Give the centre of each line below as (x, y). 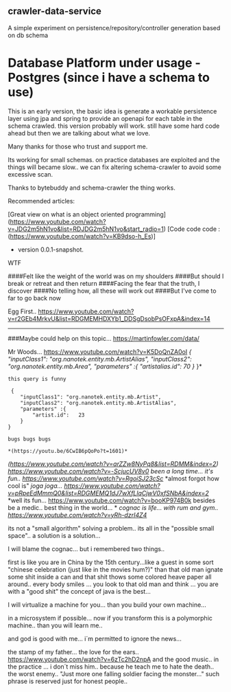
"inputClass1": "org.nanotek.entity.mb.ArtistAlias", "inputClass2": (100, 359)
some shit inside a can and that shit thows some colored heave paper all (110, 577)
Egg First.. (22, 311)
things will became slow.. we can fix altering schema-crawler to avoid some (115, 167)
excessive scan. (31, 174)
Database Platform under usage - (104, 63)
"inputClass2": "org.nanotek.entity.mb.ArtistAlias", (98, 403)
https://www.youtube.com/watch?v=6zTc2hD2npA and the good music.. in (113, 659)
